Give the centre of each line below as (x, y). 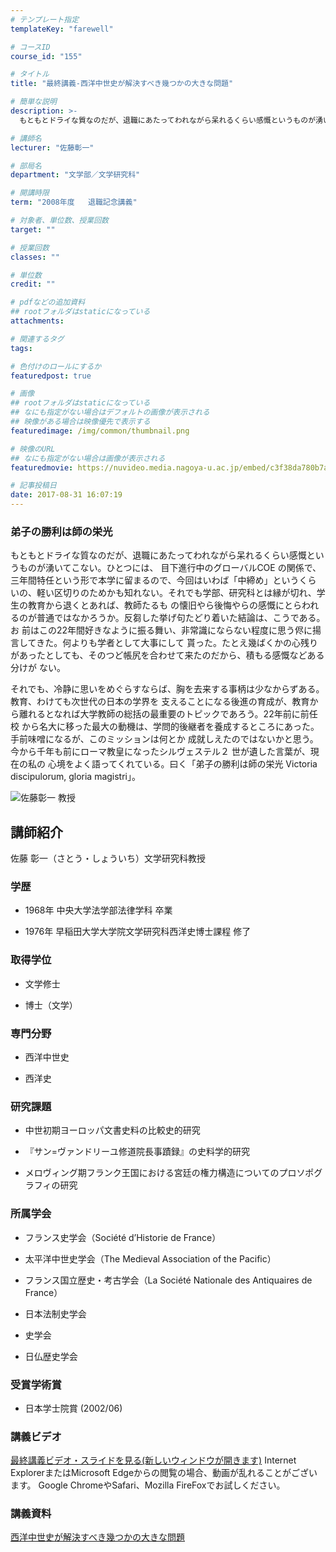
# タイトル (30, 74)
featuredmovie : (42, 467)
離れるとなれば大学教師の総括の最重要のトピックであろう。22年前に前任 (168, 714)
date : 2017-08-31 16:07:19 (66, 495)
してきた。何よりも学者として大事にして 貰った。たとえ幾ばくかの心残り (168, 643)
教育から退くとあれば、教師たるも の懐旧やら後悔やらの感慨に (156, 605)
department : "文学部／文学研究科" (75, 175)
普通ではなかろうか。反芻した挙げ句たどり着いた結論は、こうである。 (181, 618)
